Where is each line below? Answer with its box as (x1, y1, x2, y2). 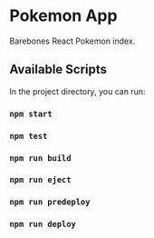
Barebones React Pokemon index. (9, 35, 136, 46)
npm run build (9, 153, 72, 164)
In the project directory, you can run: (9, 85, 146, 96)
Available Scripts (9, 62, 107, 77)
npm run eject (9, 174, 72, 185)
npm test (9, 131, 48, 141)
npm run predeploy (9, 197, 91, 207)
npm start (9, 108, 53, 119)
